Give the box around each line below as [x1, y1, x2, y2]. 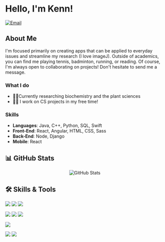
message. [5, 69, 26, 75]
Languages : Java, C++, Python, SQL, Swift [12, 123, 102, 129]
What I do [5, 82, 29, 89]
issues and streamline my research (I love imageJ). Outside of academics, [5, 53, 159, 59]
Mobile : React [12, 139, 42, 145]
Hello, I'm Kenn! [5, 3, 73, 15]
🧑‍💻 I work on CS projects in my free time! [12, 99, 98, 105]
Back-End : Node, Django [12, 133, 65, 139]
